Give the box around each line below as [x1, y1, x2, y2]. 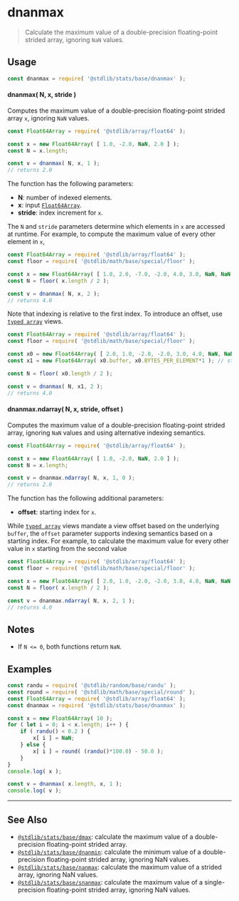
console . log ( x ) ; [7, 768, 62, 775]
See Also [7, 813, 48, 825]
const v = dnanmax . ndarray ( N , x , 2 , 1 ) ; [7, 597, 135, 604]
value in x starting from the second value [7, 545, 127, 553]
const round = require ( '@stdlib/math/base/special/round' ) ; [7, 689, 196, 696]
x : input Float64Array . [17, 201, 82, 210]
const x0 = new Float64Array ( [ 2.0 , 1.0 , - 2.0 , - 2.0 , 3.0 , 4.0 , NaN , [7, 351, 221, 358]
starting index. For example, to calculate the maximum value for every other [7, 537, 229, 545]
